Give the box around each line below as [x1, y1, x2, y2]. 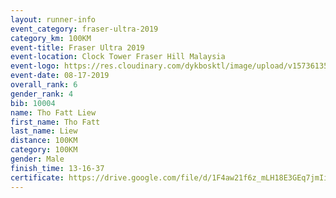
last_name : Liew [10, 126, 78, 136]
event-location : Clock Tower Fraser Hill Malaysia [10, 52, 226, 62]
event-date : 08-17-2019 [10, 71, 110, 81]
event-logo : [10, 61, 60, 71]
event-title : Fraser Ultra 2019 [10, 42, 145, 53]
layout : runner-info [10, 14, 97, 25]
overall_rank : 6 [10, 80, 78, 90]
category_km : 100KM [10, 33, 92, 43]
